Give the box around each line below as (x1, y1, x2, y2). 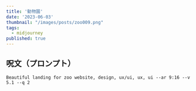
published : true (6, 36, 46, 41)
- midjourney (11, 30, 43, 36)
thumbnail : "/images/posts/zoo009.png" (6, 19, 104, 25)
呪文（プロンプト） (6, 59, 76, 69)
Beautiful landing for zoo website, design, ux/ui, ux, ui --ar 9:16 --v (6, 74, 191, 80)
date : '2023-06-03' (6, 14, 54, 20)
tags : (6, 24, 19, 31)
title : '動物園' (6, 8, 43, 15)
